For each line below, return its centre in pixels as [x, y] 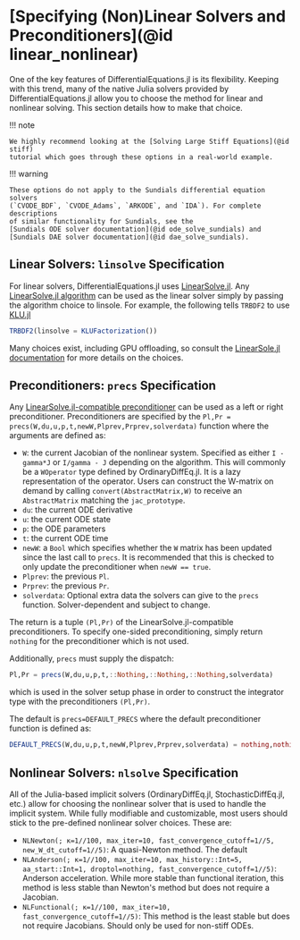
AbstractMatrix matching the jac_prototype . [104, 500]
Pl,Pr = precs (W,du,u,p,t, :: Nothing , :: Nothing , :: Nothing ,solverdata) [142, 675]
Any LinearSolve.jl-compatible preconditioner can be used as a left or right [146, 407]
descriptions [33, 213]
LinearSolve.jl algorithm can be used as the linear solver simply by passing [146, 295]
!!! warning [29, 174]
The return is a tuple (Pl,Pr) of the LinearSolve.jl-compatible [121, 622]
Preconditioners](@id [91, 35]
